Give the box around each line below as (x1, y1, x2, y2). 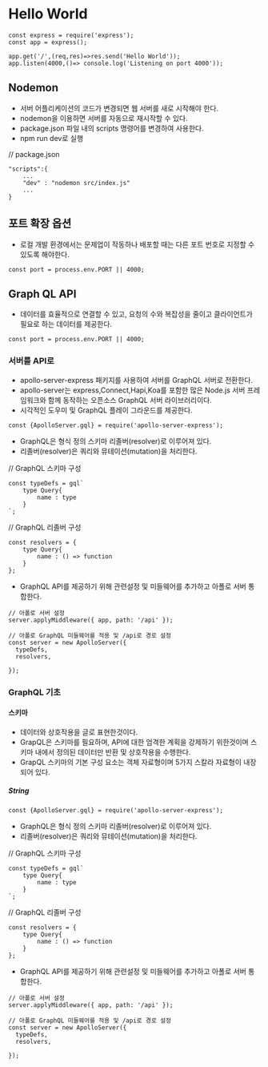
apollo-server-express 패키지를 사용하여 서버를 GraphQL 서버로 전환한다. (19, 375, 254, 385)
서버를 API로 (8, 356, 54, 367)
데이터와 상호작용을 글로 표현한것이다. (19, 727, 138, 737)
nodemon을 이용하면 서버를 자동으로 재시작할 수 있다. (19, 113, 188, 123)
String (8, 786, 30, 795)
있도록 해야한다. (19, 249, 70, 259)
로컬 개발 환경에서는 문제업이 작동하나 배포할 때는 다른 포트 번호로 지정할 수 (19, 240, 255, 249)
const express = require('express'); (8, 31, 134, 39)
